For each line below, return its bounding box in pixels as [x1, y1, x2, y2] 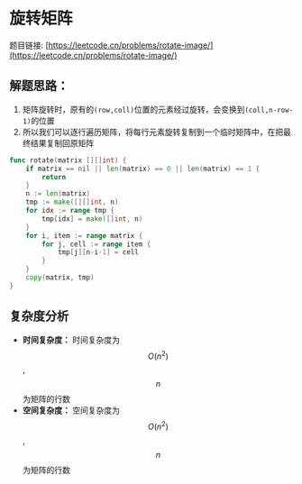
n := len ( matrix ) [25, 189, 91, 198]
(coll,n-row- [244, 105, 294, 114]
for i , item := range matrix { [25, 231, 143, 240]
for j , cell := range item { [41, 240, 151, 249]
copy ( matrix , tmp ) [25, 273, 95, 282]
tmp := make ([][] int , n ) [25, 197, 119, 207]
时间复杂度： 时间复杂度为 [22, 334, 120, 345]
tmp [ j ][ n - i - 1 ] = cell [57, 248, 140, 257]
